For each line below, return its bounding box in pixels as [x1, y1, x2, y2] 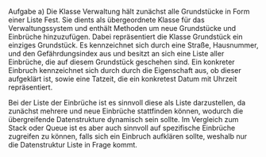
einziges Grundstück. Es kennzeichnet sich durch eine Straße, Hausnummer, [8, 40, 259, 50]
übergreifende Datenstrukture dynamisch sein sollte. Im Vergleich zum [8, 115, 239, 124]
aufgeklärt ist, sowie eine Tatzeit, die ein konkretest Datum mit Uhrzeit [8, 75, 237, 83]
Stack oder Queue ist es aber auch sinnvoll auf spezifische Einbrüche [8, 123, 236, 132]
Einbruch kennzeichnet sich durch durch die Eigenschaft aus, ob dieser [8, 66, 241, 75]
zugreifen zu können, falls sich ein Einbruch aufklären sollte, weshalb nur [8, 132, 248, 141]
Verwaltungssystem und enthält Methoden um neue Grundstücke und [8, 24, 237, 33]
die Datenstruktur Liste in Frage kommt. [8, 140, 137, 149]
